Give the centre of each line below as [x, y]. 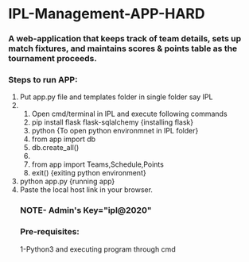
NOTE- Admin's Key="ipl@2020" [86, 210]
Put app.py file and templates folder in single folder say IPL [116, 97]
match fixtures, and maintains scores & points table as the [123, 48]
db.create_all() [55, 148]
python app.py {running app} [67, 181]
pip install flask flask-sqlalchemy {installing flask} [112, 122]
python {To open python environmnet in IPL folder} [115, 131]
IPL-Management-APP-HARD [107, 14]
